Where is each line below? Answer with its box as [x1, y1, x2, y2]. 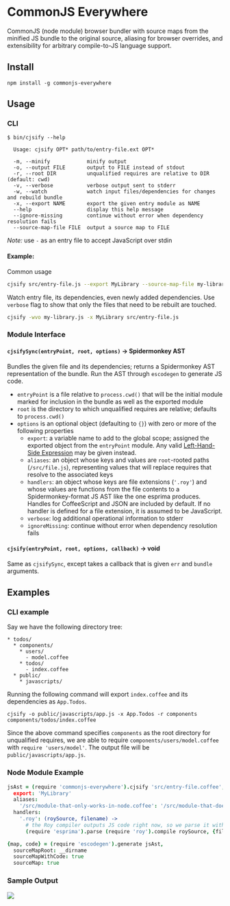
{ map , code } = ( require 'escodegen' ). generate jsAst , [7, 840, 164, 848]
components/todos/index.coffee [7, 717, 97, 724]
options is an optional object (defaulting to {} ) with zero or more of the [16, 419, 217, 428]
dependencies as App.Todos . [7, 697, 87, 706]
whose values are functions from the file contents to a [27, 485, 180, 493]
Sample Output [7, 876, 58, 885]
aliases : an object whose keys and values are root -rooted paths [27, 456, 210, 464]
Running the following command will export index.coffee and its [7, 690, 188, 699]
